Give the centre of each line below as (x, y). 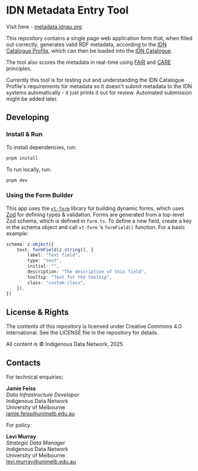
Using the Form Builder (40, 195)
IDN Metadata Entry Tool (67, 10)
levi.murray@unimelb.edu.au (41, 462)
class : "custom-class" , (56, 283)
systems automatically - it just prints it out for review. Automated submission (99, 92)
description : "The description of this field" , (87, 272)
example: (17, 233)
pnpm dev (17, 180)
